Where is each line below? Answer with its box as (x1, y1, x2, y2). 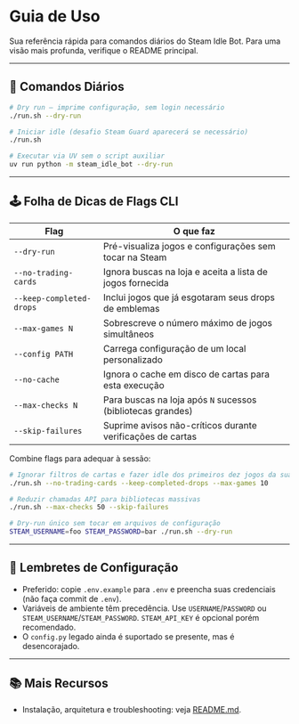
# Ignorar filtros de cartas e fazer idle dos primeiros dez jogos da (9, 470, 277, 479)
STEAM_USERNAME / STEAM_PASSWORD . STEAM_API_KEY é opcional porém (21, 612, 260, 622)
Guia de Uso (9, 6, 101, 27)
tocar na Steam (103, 251, 167, 264)
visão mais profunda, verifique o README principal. (9, 45, 198, 55)
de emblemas (103, 302, 160, 314)
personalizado (103, 354, 163, 366)
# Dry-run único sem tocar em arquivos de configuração (9, 519, 221, 528)
